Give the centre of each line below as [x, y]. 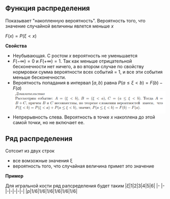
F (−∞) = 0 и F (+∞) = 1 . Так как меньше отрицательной [72, 61]
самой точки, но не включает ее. [49, 123]
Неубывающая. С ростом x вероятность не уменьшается [75, 55]
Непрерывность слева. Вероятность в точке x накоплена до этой [84, 117]
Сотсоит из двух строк [30, 151]
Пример [15, 176]
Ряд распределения [39, 139]
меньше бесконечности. [39, 77]
